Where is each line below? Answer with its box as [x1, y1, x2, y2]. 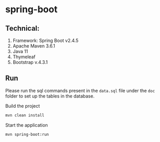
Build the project [5, 103, 40, 109]
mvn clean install [5, 112, 44, 118]
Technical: [5, 24, 40, 33]
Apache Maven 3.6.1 [12, 43, 55, 49]
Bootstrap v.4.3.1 [12, 59, 48, 65]
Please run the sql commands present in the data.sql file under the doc [5, 87, 155, 93]
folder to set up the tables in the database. [5, 93, 95, 99]
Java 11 [12, 49, 28, 54]
